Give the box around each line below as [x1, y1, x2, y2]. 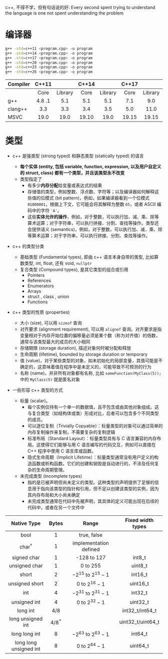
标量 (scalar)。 [19, 398, 50, 404]
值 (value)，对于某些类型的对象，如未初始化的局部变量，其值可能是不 [19, 358, 163, 364]
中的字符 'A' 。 [31, 207, 62, 213]
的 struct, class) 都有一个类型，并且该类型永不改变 [19, 170, 125, 176]
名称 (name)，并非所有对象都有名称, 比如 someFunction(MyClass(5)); [19, 370, 161, 376]
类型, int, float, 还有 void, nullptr [24, 260, 92, 266]
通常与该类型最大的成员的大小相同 [19, 339, 90, 345]
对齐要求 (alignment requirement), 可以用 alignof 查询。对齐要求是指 [19, 326, 162, 333]
